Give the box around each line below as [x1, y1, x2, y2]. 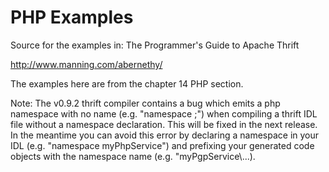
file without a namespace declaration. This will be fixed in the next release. [10, 118, 318, 130]
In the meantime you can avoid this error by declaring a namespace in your [10, 129, 320, 141]
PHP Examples [10, 6, 134, 29]
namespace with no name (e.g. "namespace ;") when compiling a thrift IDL [10, 107, 318, 120]
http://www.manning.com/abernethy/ [10, 58, 163, 70]
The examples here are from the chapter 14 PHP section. [10, 77, 244, 90]
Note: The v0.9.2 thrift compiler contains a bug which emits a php [10, 97, 281, 109]
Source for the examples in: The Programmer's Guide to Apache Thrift [10, 39, 300, 51]
